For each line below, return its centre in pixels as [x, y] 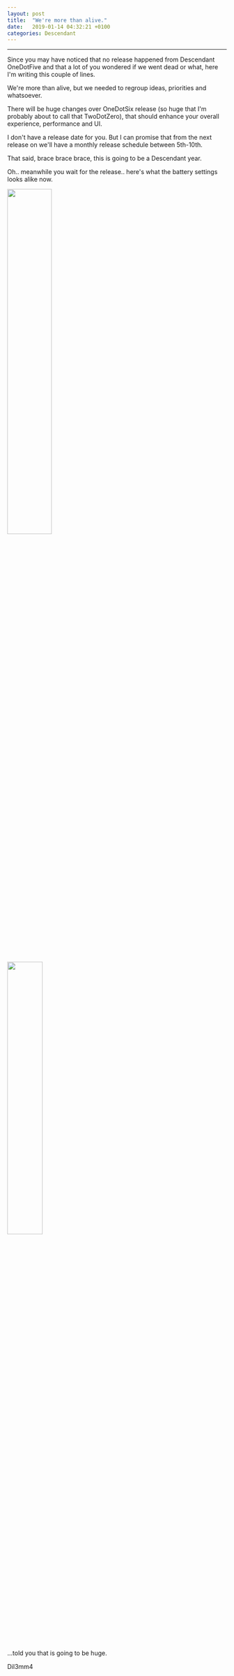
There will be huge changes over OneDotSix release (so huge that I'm [107, 109]
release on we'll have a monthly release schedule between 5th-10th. [105, 145]
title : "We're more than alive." [57, 20]
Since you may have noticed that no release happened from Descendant [111, 59]
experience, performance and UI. [55, 124]
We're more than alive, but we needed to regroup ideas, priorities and [107, 88]
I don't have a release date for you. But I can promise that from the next [110, 138]
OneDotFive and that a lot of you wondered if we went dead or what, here [113, 67]
